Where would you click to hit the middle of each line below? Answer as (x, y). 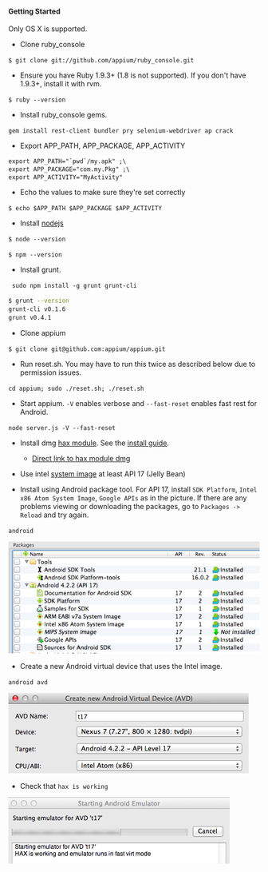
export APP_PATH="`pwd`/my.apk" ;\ (67, 161)
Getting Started (35, 11)
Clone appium (43, 332)
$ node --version (37, 240)
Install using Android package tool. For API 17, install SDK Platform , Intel (138, 489)
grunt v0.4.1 (30, 317)
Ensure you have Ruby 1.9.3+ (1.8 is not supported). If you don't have (133, 75)
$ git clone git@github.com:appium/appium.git (87, 349)
